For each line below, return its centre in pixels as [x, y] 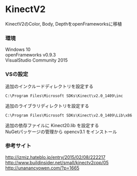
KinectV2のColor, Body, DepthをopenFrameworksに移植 [64, 24]
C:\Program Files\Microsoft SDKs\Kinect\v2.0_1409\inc [64, 96]
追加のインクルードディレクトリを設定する [49, 86]
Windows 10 [18, 49]
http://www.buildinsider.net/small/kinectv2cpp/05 [57, 162]
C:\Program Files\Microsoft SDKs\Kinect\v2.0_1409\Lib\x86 [69, 115]
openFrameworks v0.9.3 [31, 55]
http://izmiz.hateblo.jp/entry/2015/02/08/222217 [55, 157]
